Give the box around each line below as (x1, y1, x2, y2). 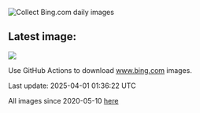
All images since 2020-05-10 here (8, 96, 119, 105)
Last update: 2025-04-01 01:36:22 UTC (8, 81, 136, 90)
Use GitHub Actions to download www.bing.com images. (8, 65, 193, 75)
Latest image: (8, 30, 77, 43)
